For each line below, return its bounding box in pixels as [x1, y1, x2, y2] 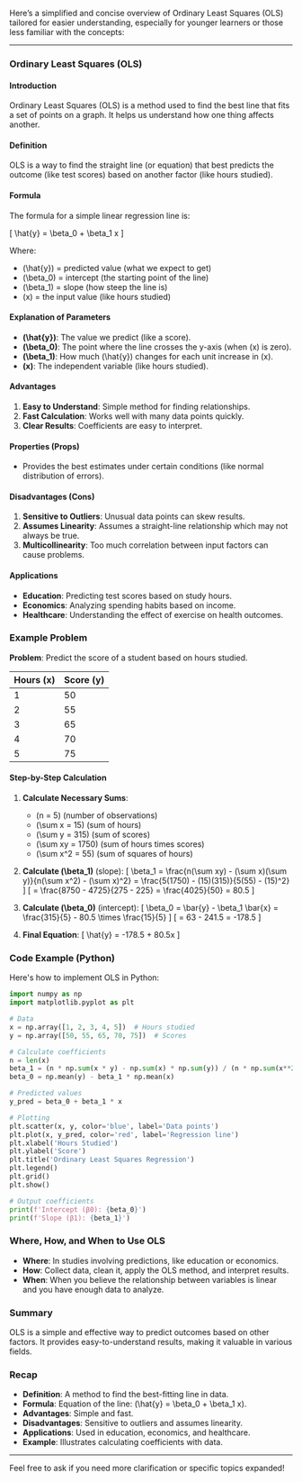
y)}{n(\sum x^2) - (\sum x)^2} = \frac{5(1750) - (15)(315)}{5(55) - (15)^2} [22, 876, 290, 886]
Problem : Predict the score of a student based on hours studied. [9, 652, 249, 663]
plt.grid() [9, 1172, 50, 1181]
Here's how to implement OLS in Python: [9, 972, 160, 983]
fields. [9, 1346, 33, 1357]
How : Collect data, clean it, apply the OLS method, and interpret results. [22, 1265, 289, 1276]
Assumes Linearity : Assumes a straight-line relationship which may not [22, 521, 289, 532]
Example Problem [9, 632, 88, 644]
